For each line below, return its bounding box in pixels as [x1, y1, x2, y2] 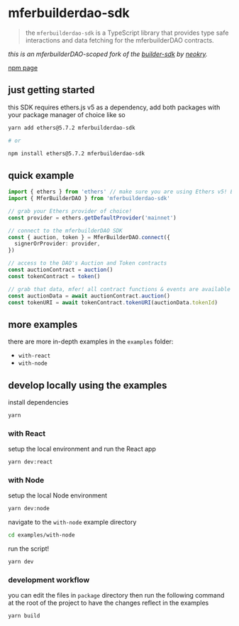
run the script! [8, 544, 50, 553]
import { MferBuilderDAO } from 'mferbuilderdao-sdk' [8, 195, 171, 202]
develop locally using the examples [8, 379, 167, 391]
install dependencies [8, 398, 69, 407]
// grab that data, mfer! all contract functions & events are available [8, 285, 231, 292]
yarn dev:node [8, 505, 50, 512]
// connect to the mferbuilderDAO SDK [8, 227, 123, 234]
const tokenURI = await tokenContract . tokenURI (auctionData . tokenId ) [8, 299, 218, 306]
